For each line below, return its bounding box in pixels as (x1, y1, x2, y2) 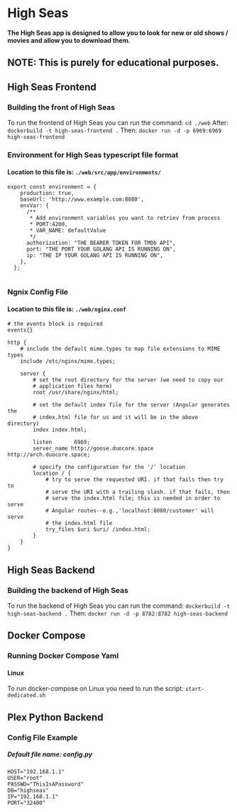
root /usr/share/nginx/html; (33, 389, 119, 396)
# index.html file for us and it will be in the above (33, 414, 199, 421)
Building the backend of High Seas (7, 585, 129, 595)
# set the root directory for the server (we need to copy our (33, 376, 224, 384)
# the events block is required (7, 320, 103, 328)
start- (184, 685, 204, 693)
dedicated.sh (7, 692, 46, 699)
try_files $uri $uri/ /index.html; (45, 526, 151, 533)
